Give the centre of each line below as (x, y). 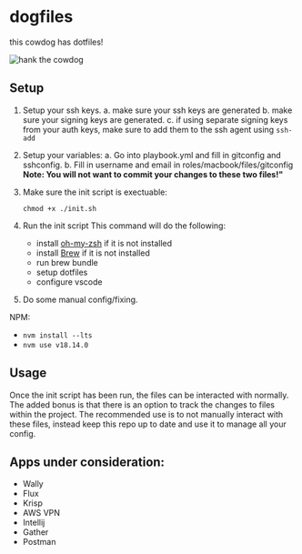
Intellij (34, 523)
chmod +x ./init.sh (60, 208)
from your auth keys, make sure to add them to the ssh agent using (148, 129)
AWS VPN (41, 513)
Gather (35, 532)
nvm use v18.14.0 (55, 345)
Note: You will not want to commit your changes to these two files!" (153, 174)
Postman (39, 542)
